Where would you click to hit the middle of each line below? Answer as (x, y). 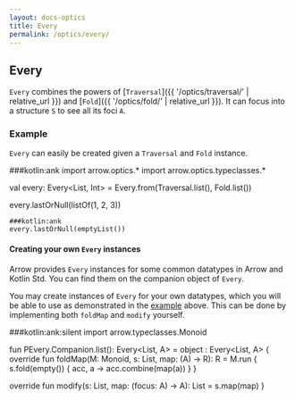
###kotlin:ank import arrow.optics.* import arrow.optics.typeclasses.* (138, 171)
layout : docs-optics (48, 17)
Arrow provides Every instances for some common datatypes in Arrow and (146, 269)
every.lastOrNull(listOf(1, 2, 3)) (65, 205)
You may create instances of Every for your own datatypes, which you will (145, 296)
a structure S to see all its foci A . (68, 111)
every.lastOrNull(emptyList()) (67, 229)
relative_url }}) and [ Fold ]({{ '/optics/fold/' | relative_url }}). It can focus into (147, 101)
